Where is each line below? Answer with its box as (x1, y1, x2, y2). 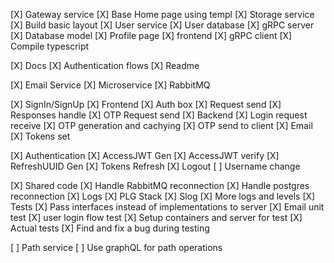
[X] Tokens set (10, 130, 71, 142)
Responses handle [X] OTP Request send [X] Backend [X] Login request (10, 109, 308, 121)
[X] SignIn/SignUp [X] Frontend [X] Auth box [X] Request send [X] (10, 99, 282, 110)
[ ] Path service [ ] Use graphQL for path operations (10, 242, 223, 253)
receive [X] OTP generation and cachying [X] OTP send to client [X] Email (10, 120, 313, 131)
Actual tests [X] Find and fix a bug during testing (10, 222, 210, 234)
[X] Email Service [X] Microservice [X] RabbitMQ (10, 79, 211, 91)
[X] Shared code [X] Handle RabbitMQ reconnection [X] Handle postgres (10, 180, 310, 191)
